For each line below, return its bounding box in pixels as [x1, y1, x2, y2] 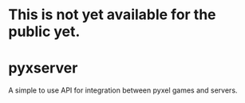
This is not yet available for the [8, 6, 217, 24]
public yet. [8, 22, 81, 41]
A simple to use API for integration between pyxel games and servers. [8, 85, 238, 95]
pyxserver [8, 59, 78, 77]
